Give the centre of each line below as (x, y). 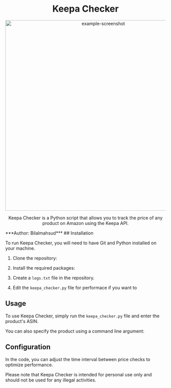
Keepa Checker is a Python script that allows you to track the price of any (85, 218)
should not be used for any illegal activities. (51, 380)
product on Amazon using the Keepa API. (85, 223)
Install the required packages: (44, 268)
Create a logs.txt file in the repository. (53, 278)
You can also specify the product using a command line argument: (75, 331)
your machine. (20, 248)
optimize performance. (29, 365)
